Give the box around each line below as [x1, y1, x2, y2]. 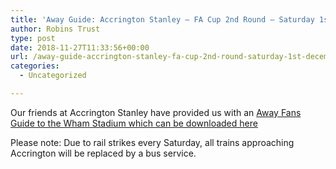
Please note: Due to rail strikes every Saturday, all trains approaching [10, 136, 295, 148]
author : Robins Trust [10, 24, 101, 34]
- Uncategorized [19, 71, 87, 81]
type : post [10, 33, 56, 43]
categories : [10, 61, 60, 71]
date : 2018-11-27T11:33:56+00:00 [10, 42, 150, 53]
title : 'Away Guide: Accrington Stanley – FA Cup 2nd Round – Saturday [10, 14, 315, 25]
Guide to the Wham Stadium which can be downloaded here [10, 117, 258, 129]
